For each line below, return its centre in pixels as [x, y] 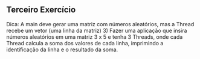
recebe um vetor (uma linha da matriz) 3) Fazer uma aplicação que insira [97, 30]
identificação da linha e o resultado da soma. [62, 49]
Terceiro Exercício [41, 10]
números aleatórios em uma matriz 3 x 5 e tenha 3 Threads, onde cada [95, 37]
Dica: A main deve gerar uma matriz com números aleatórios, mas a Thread [100, 24]
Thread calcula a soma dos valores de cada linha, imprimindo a [85, 43]
